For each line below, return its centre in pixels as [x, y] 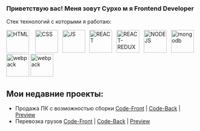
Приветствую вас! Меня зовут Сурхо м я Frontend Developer [100, 8]
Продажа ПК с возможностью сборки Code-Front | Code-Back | [98, 109]
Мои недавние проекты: [55, 94]
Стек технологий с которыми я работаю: [59, 22]
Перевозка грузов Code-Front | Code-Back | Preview [82, 121]
